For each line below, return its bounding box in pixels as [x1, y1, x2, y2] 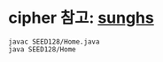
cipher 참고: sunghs [8, 8, 154, 28]
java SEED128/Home [8, 45, 76, 53]
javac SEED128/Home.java [8, 37, 100, 46]
